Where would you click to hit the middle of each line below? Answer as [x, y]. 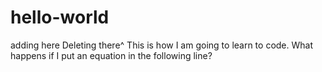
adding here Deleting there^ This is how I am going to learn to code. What [162, 45]
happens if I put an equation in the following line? [111, 55]
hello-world [60, 17]
